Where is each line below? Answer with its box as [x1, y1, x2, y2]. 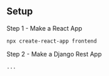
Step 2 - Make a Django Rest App [6, 50, 102, 58]
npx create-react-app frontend [6, 38, 97, 45]
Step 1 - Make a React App [6, 24, 83, 32]
